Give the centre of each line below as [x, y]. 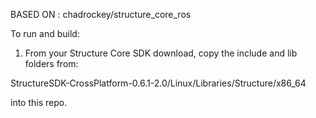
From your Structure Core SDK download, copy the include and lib [161, 53]
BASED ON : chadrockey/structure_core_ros [101, 14]
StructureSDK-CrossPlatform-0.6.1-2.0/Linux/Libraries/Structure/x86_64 [158, 83]
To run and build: [45, 33]
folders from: [51, 63]
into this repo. [39, 102]
